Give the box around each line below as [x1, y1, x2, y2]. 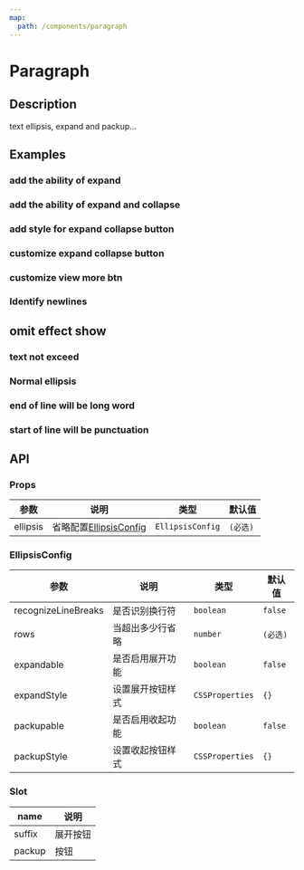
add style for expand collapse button [9, 223, 175, 235]
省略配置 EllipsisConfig [52, 521, 147, 534]
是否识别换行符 [112, 605, 176, 617]
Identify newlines [9, 295, 88, 308]
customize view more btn [9, 271, 123, 283]
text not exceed [9, 350, 80, 363]
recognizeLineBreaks [14, 604, 104, 617]
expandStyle [14, 689, 68, 702]
